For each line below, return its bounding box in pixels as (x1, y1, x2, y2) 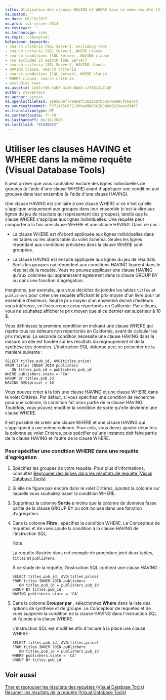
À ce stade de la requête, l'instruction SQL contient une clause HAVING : (12, 564, 160, 571)
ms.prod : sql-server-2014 (5, 21, 58, 26)
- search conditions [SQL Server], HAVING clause (5, 53, 110, 58)
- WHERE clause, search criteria (5, 76, 74, 81)
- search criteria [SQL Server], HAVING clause (5, 62, 105, 67)
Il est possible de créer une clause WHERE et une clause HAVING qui (5, 419, 146, 425)
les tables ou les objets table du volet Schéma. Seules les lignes (12, 237, 142, 243)
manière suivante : (5, 349, 43, 355)
